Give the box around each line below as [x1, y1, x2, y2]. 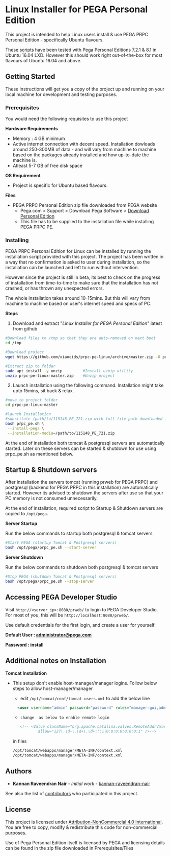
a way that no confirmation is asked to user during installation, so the [5, 259, 150, 265]
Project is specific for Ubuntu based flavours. [12, 182, 108, 188]
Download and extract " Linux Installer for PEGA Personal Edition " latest [12, 320, 162, 326]
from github [12, 326, 38, 332]
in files [12, 738, 27, 744]
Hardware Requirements [5, 126, 58, 132]
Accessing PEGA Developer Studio [5, 593, 118, 602]
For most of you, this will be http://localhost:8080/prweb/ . [5, 612, 130, 618]
